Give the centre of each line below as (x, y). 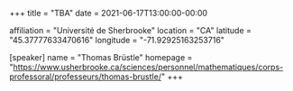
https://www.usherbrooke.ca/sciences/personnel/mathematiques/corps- (148, 67)
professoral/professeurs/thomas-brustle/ (86, 77)
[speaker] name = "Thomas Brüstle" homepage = (101, 57)
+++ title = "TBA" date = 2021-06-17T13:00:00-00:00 (109, 13)
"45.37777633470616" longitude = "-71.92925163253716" (117, 40)
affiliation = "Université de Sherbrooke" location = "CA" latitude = (131, 30)
